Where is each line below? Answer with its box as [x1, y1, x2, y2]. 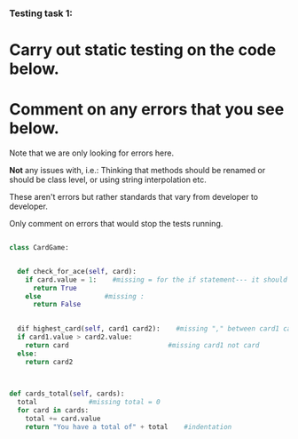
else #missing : [25, 291, 145, 300]
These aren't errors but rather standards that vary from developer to [9, 192, 259, 203]
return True [32, 283, 77, 292]
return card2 [25, 357, 74, 366]
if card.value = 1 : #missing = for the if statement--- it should [25, 275, 288, 284]
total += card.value [25, 414, 101, 424]
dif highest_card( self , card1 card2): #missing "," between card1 [17, 324, 279, 333]
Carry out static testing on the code [9, 40, 277, 60]
